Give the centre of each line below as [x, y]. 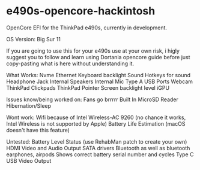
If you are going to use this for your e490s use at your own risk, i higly [93, 51]
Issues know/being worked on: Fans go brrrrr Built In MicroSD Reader [92, 99]
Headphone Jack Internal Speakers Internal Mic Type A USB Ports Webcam [100, 81]
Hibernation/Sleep [29, 105]
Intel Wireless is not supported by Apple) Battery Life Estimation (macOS [96, 123]
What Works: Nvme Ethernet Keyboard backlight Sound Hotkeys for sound [98, 75]
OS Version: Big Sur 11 [34, 39]
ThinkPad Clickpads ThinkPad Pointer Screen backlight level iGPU [88, 87]
